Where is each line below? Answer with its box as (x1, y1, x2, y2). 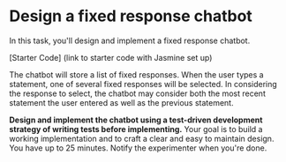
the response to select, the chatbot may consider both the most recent (9, 88, 267, 99)
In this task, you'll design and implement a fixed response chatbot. (9, 35, 251, 46)
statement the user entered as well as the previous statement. (9, 97, 234, 107)
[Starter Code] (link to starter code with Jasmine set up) (9, 52, 213, 63)
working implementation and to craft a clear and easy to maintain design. (9, 133, 275, 144)
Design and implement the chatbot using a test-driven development (9, 114, 263, 125)
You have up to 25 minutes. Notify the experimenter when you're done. (9, 143, 267, 153)
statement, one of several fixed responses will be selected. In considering (9, 78, 278, 89)
